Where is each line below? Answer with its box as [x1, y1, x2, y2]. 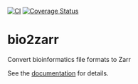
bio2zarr [7, 32, 59, 48]
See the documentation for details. [7, 68, 109, 78]
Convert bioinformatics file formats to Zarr [7, 55, 132, 63]
